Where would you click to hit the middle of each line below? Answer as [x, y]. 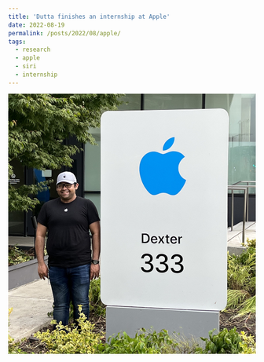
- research [33, 50]
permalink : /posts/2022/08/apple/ [65, 33]
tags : [17, 42]
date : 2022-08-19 [37, 25]
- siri [26, 67]
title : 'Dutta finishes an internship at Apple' [89, 16]
